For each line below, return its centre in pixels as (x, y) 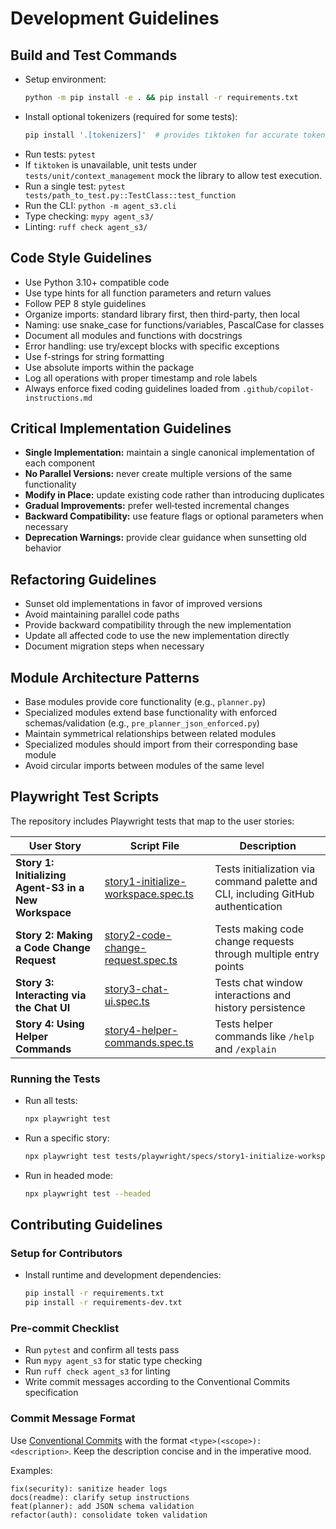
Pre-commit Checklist (65, 1329)
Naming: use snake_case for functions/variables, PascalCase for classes (174, 324)
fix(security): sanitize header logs (89, 1488)
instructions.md (58, 398)
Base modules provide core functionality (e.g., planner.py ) (145, 701)
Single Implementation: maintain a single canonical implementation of (170, 453)
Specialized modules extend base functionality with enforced (151, 712)
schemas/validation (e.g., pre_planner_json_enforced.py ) (142, 723)
